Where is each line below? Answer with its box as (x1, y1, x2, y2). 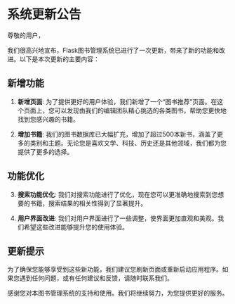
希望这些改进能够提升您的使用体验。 (23, 222, 128, 231)
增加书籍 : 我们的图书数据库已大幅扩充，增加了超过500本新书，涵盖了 (17, 129, 217, 138)
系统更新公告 (7, 6, 82, 23)
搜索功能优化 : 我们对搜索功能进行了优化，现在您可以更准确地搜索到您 (17, 190, 218, 198)
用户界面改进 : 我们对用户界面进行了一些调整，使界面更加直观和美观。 (17, 214, 218, 222)
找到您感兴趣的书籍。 (17, 115, 79, 123)
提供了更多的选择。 (17, 147, 74, 156)
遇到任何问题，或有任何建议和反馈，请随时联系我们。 (19, 274, 173, 282)
